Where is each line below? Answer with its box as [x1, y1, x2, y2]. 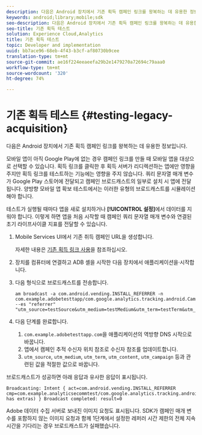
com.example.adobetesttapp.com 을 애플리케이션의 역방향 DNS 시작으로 [23, 331, 192, 338]
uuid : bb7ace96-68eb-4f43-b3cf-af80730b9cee [6, 48, 120, 54]
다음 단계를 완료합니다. [14, 318, 69, 325]
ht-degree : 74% [6, 76, 44, 82]
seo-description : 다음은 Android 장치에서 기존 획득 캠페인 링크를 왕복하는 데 [6, 20, 183, 26]
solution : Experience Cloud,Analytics [6, 31, 103, 37]
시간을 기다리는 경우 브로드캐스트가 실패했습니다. [6, 422, 121, 430]
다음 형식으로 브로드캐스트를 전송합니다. [14, 279, 109, 286]
